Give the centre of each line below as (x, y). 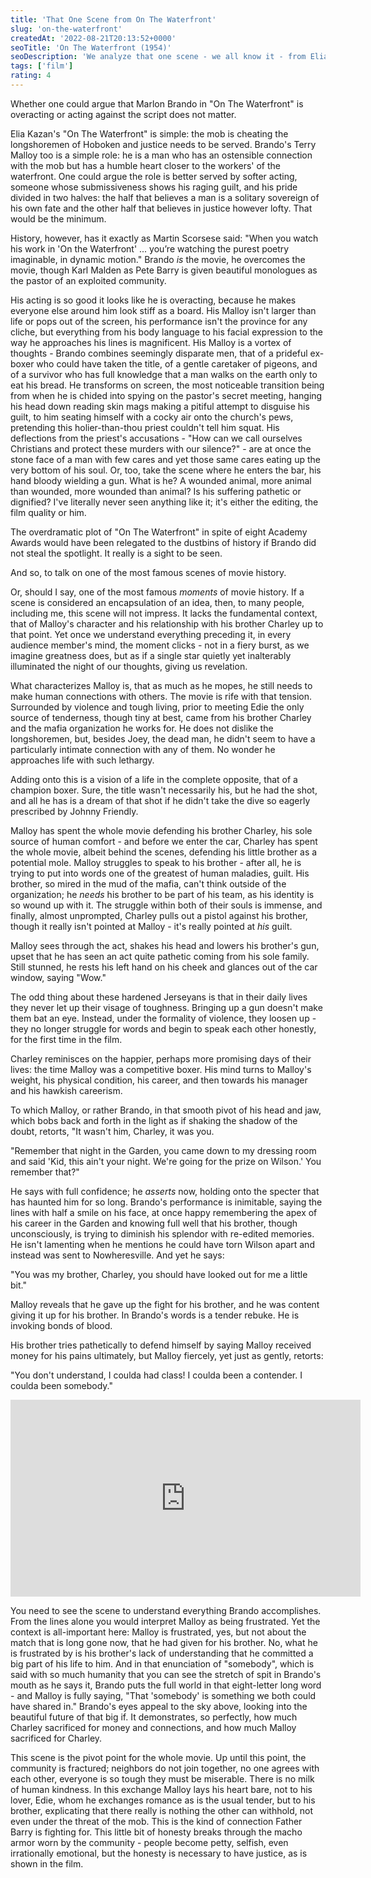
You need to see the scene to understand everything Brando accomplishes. (166, 1610)
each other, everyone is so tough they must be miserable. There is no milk (162, 1778)
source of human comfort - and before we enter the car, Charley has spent (164, 841)
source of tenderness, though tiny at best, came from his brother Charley (161, 717)
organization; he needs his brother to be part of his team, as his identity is (162, 894)
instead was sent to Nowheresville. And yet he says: (117, 1255)
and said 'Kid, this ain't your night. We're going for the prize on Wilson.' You (166, 1161)
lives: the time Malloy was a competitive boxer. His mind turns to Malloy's (161, 1069)
